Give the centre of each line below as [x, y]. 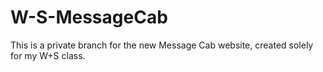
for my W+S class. [48, 55]
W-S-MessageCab [89, 17]
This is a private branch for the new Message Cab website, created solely [162, 45]
